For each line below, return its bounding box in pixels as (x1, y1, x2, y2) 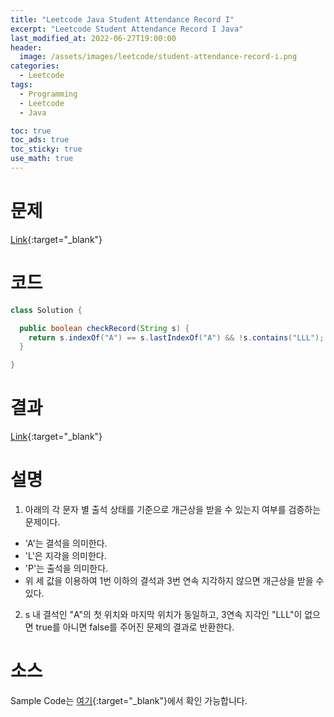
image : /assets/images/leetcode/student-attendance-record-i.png (19, 52, 298, 62)
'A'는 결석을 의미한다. (24, 537, 108, 549)
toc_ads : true (10, 135, 70, 145)
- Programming (19, 89, 78, 99)
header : (10, 42, 43, 53)
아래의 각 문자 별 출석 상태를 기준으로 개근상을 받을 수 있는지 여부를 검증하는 (24, 504, 322, 515)
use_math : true (10, 154, 74, 164)
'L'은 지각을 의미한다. (24, 550, 107, 561)
